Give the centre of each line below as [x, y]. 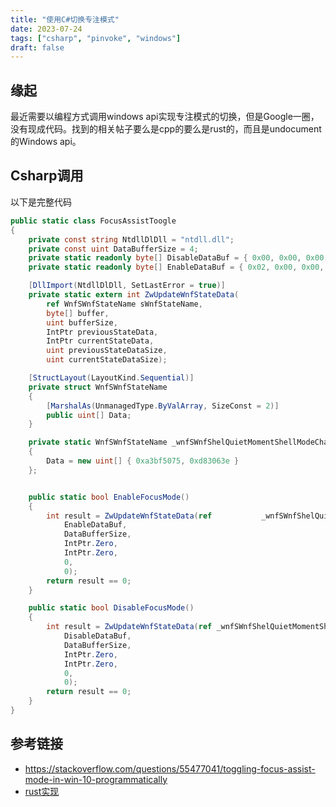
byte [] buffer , [78, 313]
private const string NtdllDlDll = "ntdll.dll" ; [131, 239]
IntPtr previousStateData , [102, 332]
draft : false [37, 47]
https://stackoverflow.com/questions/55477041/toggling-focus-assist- [170, 768]
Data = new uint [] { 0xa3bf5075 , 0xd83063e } [143, 461]
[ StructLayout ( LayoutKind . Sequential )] [111, 378]
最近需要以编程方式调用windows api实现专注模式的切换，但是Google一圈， [165, 117]
